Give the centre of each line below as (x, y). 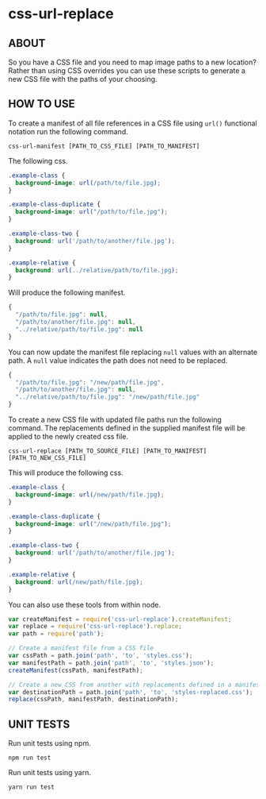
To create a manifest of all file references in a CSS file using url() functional (133, 123)
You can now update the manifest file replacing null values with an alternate (133, 352)
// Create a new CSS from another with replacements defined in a (120, 685)
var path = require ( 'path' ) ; (56, 634)
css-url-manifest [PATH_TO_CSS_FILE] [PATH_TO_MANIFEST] (104, 146)
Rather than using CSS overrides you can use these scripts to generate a (127, 71)
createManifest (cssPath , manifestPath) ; (76, 670)
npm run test (30, 758)
